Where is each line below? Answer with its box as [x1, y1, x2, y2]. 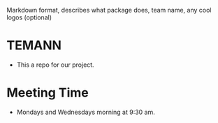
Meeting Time [6, 85, 89, 101]
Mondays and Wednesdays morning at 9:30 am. [16, 108, 155, 116]
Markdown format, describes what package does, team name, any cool [6, 6, 212, 14]
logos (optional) [6, 13, 52, 22]
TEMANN [6, 38, 62, 54]
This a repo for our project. [16, 60, 95, 69]
